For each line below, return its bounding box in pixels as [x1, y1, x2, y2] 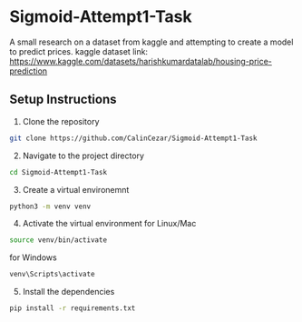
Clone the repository [22, 116, 100, 126]
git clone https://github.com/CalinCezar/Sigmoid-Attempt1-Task [9, 134, 258, 143]
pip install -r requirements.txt [9, 304, 136, 313]
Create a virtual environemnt [22, 184, 130, 195]
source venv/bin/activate [9, 236, 107, 245]
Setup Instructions [9, 92, 117, 107]
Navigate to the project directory [22, 150, 145, 161]
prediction [9, 65, 48, 76]
